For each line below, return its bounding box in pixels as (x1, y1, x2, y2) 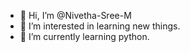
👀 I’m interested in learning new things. (19, 20, 181, 32)
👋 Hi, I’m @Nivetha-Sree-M (19, 10, 132, 21)
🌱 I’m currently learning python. (19, 31, 150, 42)
